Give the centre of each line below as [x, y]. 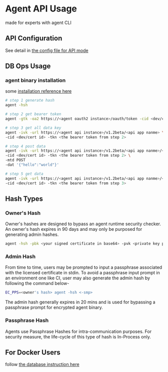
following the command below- [37, 283]
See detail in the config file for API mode [47, 50]
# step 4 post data [25, 146]
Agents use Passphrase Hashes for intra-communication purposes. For [78, 331]
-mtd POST [15, 160]
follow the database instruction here [42, 364]
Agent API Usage [41, 9]
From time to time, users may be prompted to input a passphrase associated [84, 267]
